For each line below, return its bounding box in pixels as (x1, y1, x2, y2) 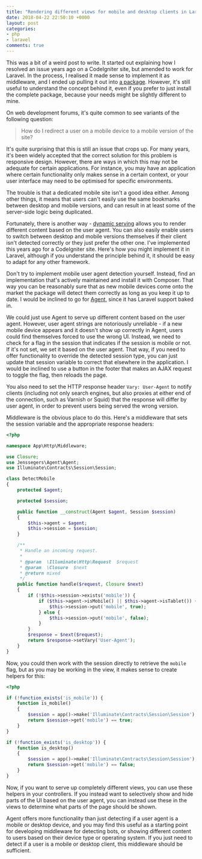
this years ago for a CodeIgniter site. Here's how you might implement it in (6, 245, 191, 253)
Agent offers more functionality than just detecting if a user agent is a (6, 814, 179, 822)
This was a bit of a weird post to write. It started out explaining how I (6, 58, 176, 66)
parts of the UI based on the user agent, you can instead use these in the (6, 796, 188, 804)
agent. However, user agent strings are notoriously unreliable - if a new (6, 320, 182, 327)
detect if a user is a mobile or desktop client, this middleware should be (6, 840, 183, 848)
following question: (6, 115, 54, 122)
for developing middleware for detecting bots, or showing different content (6, 827, 191, 835)
